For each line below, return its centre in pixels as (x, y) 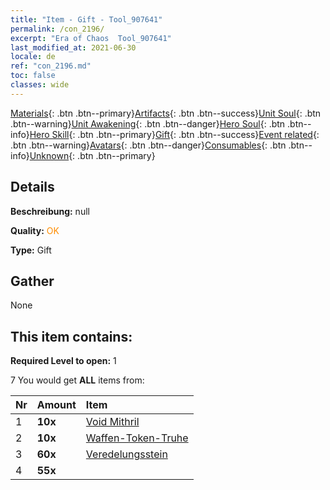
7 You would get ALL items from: (77, 380)
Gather (32, 281)
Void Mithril (112, 422)
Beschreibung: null (50, 211)
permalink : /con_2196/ (57, 29)
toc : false (33, 76)
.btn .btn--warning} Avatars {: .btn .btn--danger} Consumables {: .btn (148, 145)
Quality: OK (35, 230)
